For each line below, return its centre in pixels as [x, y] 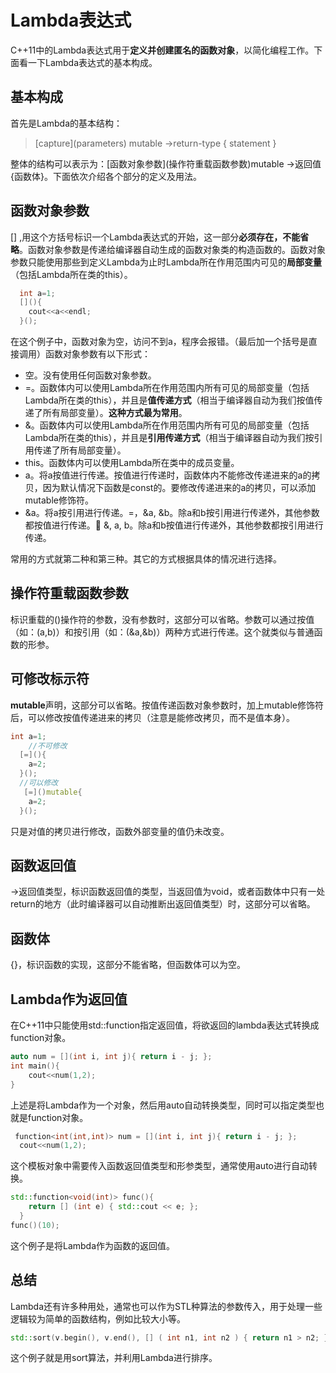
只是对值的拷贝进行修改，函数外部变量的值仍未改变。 [120, 831]
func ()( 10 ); [35, 1225]
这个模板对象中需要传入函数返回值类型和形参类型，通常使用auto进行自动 [159, 1166]
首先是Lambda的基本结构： [66, 123]
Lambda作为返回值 [69, 999]
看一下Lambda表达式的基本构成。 [88, 62]
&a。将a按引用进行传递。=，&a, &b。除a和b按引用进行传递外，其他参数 [172, 513]
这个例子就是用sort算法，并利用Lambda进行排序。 [114, 1358]
